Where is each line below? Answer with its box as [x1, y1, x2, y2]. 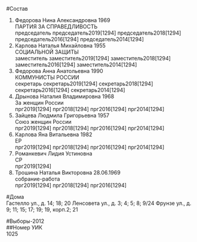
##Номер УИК [6, 224, 43, 231]
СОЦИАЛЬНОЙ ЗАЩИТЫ [14, 48, 79, 56]
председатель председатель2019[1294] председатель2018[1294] [14, 29, 181, 36]
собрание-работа [14, 176, 60, 182]
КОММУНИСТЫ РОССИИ [14, 74, 79, 81]
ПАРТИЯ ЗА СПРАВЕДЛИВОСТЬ [14, 23, 98, 30]
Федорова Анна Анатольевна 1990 [14, 68, 103, 74]
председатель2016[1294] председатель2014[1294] [14, 36, 144, 42]
